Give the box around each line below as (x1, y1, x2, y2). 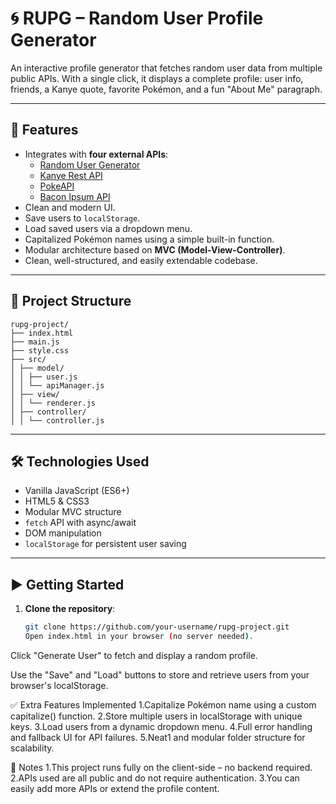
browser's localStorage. (10, 679, 109, 691)
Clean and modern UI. (24, 201, 116, 213)
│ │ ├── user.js (10, 372, 78, 382)
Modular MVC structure (24, 506, 122, 518)
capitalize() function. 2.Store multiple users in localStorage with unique (10, 710, 303, 722)
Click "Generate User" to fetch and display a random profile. (10, 649, 258, 661)
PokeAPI (39, 180, 75, 192)
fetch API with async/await (24, 517, 137, 529)
